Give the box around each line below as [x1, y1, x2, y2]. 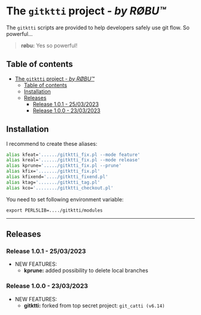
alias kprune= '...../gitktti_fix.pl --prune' [6, 163, 121, 169]
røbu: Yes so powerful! [20, 42, 78, 49]
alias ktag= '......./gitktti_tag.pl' [6, 179, 100, 185]
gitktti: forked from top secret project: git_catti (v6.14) [23, 302, 165, 309]
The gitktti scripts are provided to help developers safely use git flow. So [6, 24, 190, 31]
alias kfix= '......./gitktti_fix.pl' [6, 169, 100, 175]
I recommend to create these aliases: [6, 140, 98, 147]
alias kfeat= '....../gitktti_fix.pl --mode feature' [6, 151, 141, 158]
